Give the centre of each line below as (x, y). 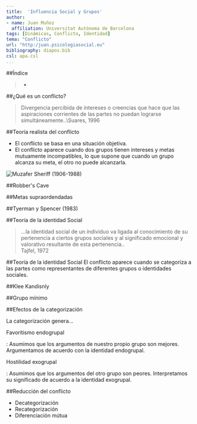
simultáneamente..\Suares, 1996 (60, 120)
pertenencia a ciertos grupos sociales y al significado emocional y (102, 238)
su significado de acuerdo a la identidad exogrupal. (69, 379)
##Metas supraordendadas (40, 197)
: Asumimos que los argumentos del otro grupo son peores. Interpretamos (97, 373)
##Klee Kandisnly (28, 286)
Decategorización (37, 403)
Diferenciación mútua (41, 415)
